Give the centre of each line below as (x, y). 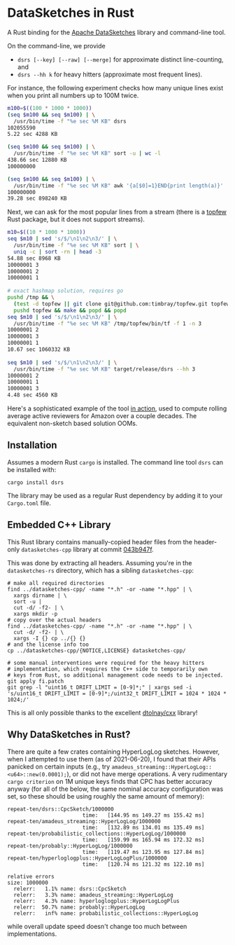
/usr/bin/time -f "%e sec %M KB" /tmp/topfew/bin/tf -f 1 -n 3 (107, 324)
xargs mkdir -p (36, 614)
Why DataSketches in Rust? (69, 734)
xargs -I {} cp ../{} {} (50, 638)
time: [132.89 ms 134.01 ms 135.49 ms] (143, 827)
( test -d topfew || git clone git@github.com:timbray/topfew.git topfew (122, 304)
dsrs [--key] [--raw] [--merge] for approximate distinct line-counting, (120, 59)
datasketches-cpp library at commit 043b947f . (87, 549)
